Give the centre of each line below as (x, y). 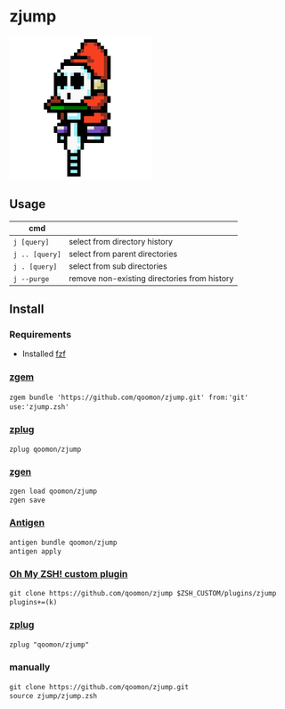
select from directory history (121, 241)
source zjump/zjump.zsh (53, 696)
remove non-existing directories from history (151, 279)
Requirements (41, 335)
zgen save (28, 500)
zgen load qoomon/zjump (53, 492)
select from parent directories (123, 254)
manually (30, 667)
